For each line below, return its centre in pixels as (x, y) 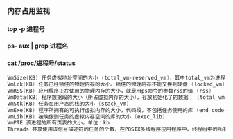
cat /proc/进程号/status (42, 63)
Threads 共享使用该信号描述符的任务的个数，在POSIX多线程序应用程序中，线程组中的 (113, 129)
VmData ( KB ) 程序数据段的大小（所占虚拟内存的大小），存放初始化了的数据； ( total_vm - (118, 97)
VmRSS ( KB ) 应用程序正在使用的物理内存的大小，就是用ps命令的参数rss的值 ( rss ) (110, 91)
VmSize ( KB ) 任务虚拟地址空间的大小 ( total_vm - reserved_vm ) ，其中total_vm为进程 (116, 78)
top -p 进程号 (26, 28)
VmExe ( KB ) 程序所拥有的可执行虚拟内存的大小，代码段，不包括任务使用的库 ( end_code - (117, 110)
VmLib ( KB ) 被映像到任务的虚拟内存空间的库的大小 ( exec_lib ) (86, 117)
